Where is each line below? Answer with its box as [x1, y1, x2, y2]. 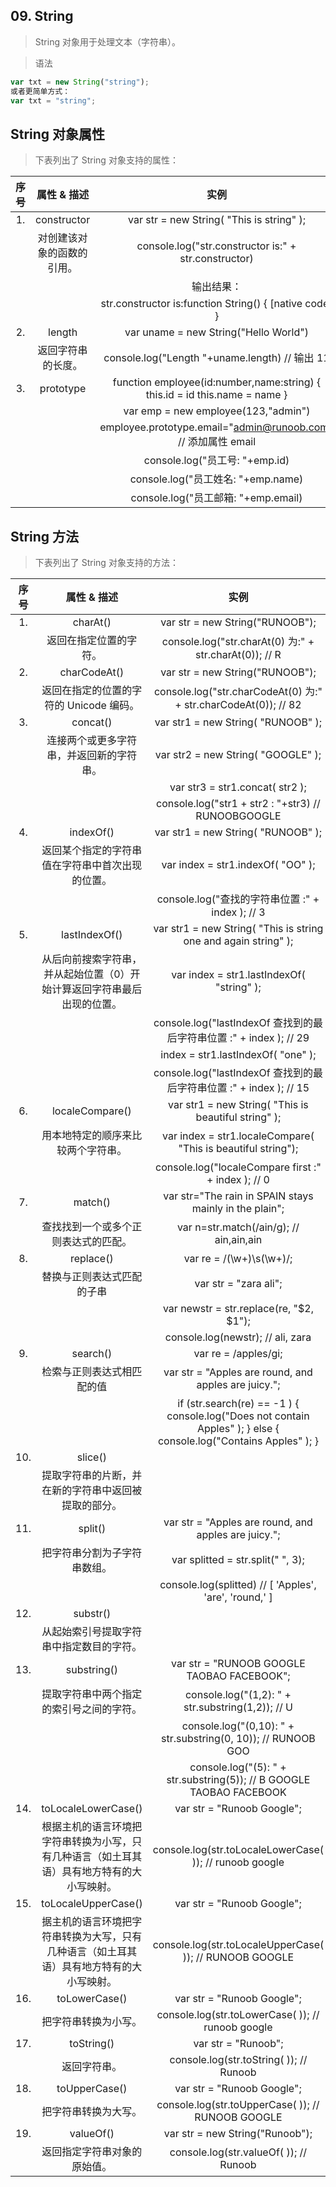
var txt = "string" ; [10, 95, 97, 106]
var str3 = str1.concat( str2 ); [169, 780, 307, 794]
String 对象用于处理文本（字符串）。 [34, 35, 181, 48]
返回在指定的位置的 [41, 684, 133, 698]
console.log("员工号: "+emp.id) [143, 454, 290, 468]
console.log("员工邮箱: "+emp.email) [130, 491, 303, 505]
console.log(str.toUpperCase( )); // [156, 2098, 320, 2112]
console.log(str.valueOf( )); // [169, 2145, 308, 2159]
